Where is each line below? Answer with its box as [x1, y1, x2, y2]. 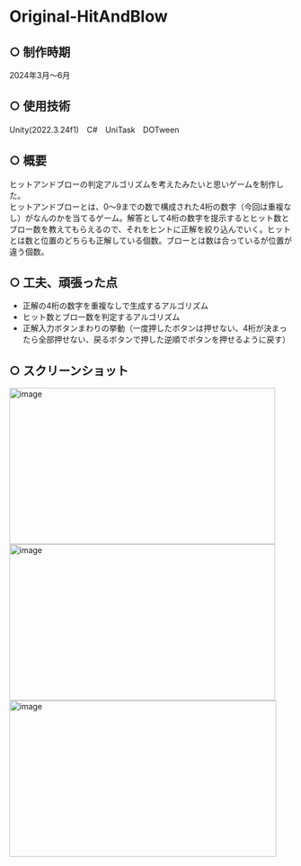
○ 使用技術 [9, 99, 71, 114]
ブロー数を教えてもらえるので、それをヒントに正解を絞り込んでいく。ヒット [9, 223, 291, 235]
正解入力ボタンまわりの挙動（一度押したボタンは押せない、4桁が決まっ [22, 323, 288, 334]
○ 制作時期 [9, 44, 71, 59]
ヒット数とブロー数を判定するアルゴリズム [22, 312, 181, 323]
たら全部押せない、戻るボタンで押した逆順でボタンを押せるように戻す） [22, 335, 290, 345]
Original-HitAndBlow [9, 6, 168, 27]
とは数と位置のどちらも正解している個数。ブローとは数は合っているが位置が [9, 235, 292, 246]
